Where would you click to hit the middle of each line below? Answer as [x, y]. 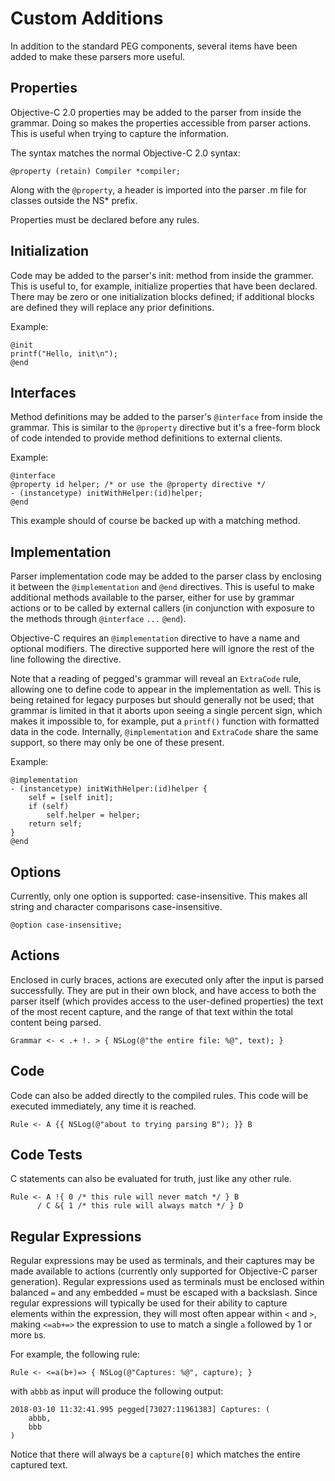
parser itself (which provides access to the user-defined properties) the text [167, 1001]
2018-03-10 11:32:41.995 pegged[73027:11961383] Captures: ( [140, 1410]
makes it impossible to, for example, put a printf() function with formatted [165, 721]
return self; [55, 824]
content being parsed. [56, 1022]
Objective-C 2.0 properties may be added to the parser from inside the [156, 112]
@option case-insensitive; [66, 925]
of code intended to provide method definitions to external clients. [146, 438]
